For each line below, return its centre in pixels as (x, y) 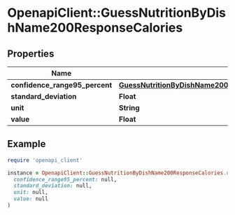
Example (27, 144)
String (129, 108)
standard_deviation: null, (53, 186)
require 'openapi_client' (45, 160)
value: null (31, 199)
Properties (31, 54)
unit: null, (31, 193)
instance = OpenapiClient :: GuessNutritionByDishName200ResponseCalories (115, 173)
